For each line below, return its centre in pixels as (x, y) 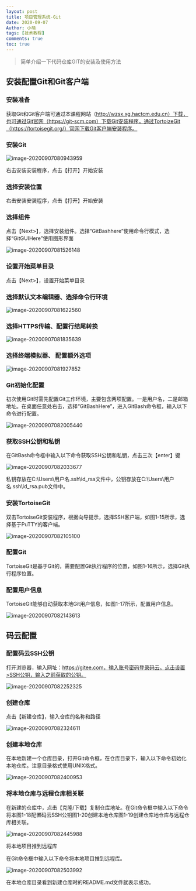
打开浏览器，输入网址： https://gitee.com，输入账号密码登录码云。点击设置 (96, 667)
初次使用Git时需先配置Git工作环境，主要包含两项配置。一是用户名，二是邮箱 (97, 399)
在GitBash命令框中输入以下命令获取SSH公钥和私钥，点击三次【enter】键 (93, 455)
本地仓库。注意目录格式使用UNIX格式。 (53, 766)
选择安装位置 (24, 187)
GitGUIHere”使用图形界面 (44, 238)
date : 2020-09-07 (27, 22)
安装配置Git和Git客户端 (48, 82)
